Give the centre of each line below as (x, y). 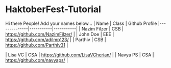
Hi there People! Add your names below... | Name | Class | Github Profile (81, 23)
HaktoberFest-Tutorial (53, 9)
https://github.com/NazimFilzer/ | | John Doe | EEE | (60, 34)
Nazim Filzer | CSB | (103, 28)
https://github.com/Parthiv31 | (37, 45)
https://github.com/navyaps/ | (37, 60)
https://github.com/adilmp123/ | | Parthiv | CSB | (56, 40)
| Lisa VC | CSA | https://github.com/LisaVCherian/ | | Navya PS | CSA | (80, 55)
